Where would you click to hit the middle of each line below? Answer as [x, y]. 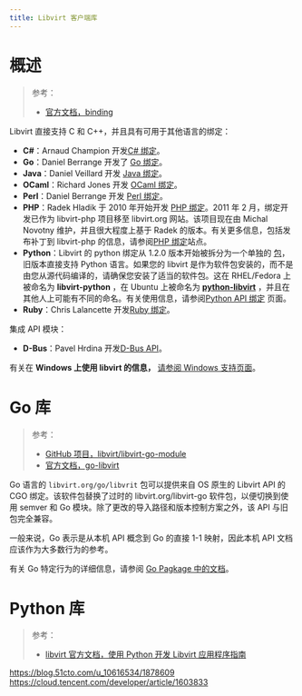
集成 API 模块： [38, 329]
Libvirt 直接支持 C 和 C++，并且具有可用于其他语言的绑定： [120, 131]
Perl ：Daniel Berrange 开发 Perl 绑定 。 [95, 195]
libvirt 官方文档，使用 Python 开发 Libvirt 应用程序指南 [146, 654]
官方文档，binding [79, 112]
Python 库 [47, 608]
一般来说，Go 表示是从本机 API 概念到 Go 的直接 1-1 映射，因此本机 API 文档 [151, 538]
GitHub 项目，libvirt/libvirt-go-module [116, 453]
